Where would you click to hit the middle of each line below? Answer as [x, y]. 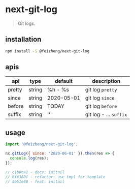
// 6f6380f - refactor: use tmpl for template [55, 177]
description [106, 81]
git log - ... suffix [106, 114]
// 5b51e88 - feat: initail [35, 181]
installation [23, 39]
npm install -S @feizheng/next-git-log [47, 51]
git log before [101, 106]
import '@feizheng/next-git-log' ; [42, 144]
